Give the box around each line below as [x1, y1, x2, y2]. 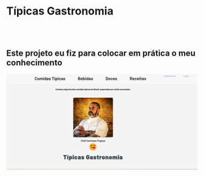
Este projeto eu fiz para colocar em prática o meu [6, 48, 196, 59]
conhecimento [6, 57, 63, 68]
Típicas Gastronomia [6, 4, 114, 18]
